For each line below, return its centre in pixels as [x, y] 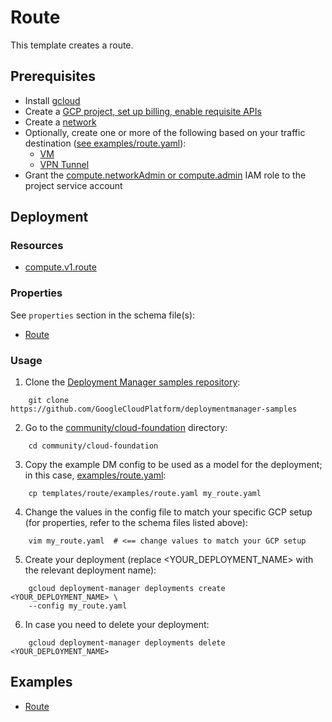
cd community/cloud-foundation [93, 446]
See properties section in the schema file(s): [103, 315]
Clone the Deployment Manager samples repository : [132, 382]
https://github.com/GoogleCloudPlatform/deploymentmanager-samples [154, 409]
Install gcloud [52, 100]
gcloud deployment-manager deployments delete [127, 643]
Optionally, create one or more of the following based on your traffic [165, 132]
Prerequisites [53, 76]
